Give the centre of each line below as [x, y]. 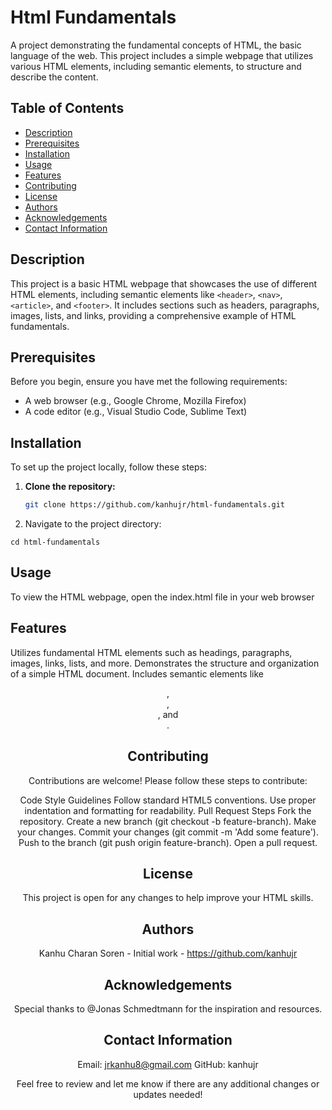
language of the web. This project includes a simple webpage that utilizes [162, 55]
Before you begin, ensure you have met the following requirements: [149, 382]
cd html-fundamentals [55, 542]
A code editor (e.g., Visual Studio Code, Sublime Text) [136, 412]
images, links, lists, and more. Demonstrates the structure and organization [165, 663]
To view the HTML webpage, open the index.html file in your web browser [162, 597]
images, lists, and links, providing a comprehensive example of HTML [153, 315]
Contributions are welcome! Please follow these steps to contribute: [168, 780]
